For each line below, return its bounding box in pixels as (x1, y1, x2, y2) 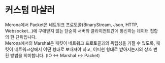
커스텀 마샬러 (5, 4, 55, 16)
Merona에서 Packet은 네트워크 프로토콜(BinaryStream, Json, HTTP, (5, 22, 138, 28)
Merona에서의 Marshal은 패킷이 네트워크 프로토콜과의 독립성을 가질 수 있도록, (5, 40, 155, 46)
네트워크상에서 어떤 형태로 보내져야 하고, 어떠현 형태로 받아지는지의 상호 (14, 46, 153, 52)
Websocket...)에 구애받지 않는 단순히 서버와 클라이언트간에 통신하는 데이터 (5, 28, 149, 33)
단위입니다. (15, 34, 37, 40)
